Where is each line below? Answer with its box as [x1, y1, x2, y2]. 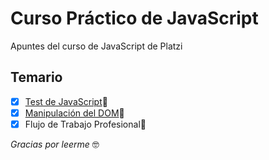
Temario [10, 69, 63, 86]
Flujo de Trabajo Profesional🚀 [24, 118, 147, 130]
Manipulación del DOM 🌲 [24, 107, 125, 119]
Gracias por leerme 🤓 [10, 138, 100, 150]
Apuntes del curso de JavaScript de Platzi [10, 40, 183, 52]
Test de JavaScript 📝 [24, 95, 108, 107]
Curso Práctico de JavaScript [10, 7, 259, 30]
